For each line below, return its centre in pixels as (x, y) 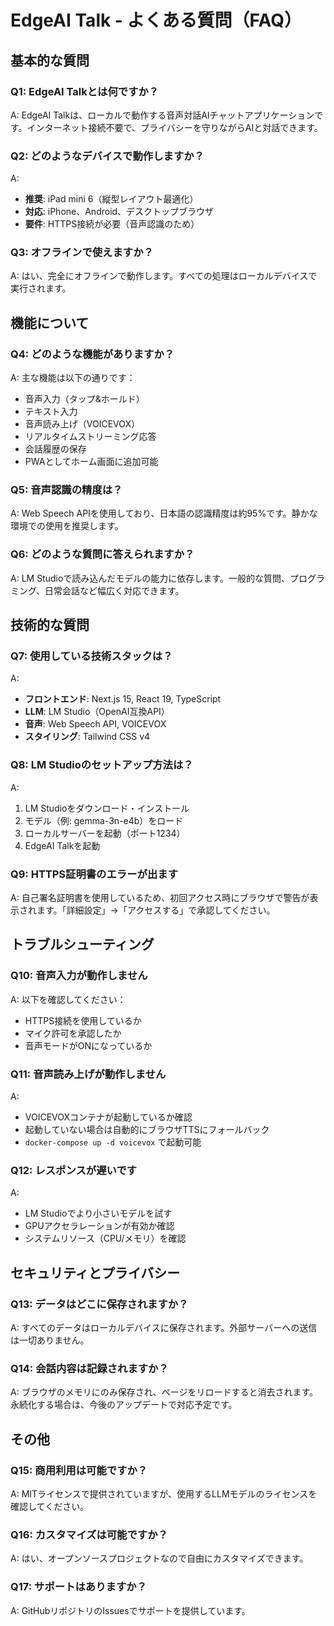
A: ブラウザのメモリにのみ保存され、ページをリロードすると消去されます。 (164, 1392)
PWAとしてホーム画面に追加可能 (91, 462)
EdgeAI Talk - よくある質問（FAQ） (156, 20)
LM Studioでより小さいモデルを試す (98, 1213)
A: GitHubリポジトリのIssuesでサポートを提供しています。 (130, 1610)
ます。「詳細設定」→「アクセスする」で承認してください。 (156, 910)
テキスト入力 (51, 412)
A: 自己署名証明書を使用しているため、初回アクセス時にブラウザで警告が (160, 898)
